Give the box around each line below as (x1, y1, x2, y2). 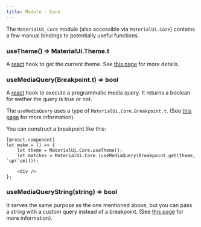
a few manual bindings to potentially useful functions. (6, 31, 139, 39)
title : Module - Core (6, 8, 61, 15)
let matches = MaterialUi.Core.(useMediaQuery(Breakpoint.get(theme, (17, 153, 196, 159)
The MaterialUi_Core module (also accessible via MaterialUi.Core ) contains (6, 25, 195, 33)
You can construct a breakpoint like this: (6, 125, 107, 132)
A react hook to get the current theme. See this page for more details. (6, 60, 179, 67)
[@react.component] (6, 137, 56, 143)
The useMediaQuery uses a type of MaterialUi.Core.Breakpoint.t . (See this (6, 107, 192, 114)
